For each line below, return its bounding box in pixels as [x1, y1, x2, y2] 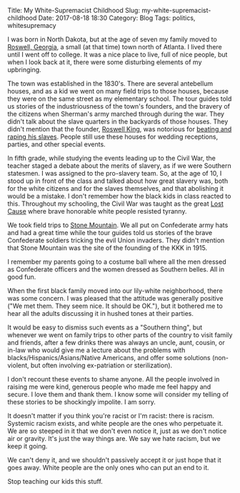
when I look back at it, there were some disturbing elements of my [7, 58, 202, 66]
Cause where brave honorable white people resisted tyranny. [7, 207, 187, 215]
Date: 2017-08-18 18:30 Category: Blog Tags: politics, [38, 14, 196, 22]
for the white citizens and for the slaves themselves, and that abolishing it [7, 184, 224, 192]
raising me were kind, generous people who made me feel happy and [7, 382, 211, 391]
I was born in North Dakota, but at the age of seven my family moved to [7, 35, 218, 44]
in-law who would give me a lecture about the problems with [7, 346, 186, 354]
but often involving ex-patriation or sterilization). [31, 361, 173, 369]
